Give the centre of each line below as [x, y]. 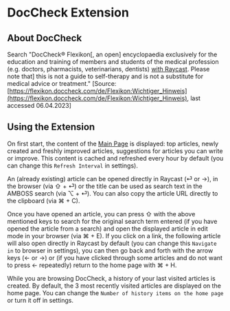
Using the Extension [51, 127]
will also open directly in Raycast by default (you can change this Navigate [112, 243]
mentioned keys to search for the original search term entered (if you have [112, 221]
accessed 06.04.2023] [39, 105]
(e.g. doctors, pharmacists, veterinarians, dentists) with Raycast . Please [108, 69]
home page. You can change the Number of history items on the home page [115, 292]
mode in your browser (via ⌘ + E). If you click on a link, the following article [114, 235]
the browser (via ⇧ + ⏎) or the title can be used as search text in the [105, 186]
